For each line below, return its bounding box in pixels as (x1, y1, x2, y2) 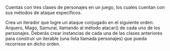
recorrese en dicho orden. (5, 41, 60, 47)
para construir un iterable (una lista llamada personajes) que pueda (5, 35, 147, 41)
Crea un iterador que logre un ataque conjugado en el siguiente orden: (5, 20, 154, 25)
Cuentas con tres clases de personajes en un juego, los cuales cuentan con (5, 5, 165, 10)
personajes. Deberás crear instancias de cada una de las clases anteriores (5, 30, 163, 36)
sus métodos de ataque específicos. (5, 10, 82, 16)
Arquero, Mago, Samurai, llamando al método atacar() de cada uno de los (5, 25, 160, 31)
